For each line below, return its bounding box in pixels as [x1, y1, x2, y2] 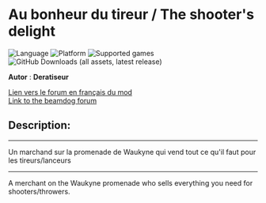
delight [8, 22, 55, 40]
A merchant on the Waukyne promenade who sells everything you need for [8, 178, 253, 187]
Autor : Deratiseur [8, 72, 69, 81]
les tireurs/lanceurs [8, 156, 71, 165]
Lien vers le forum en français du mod [8, 87, 133, 96]
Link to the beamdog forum [8, 96, 97, 105]
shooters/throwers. [8, 186, 70, 196]
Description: [8, 118, 71, 132]
